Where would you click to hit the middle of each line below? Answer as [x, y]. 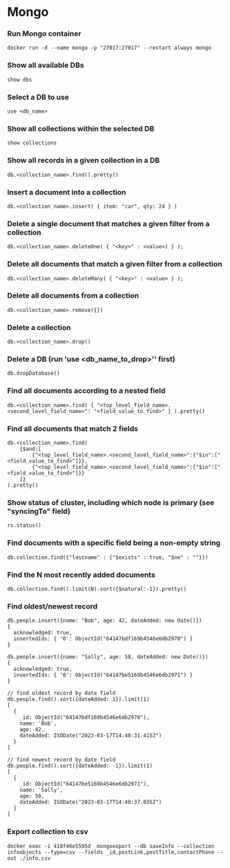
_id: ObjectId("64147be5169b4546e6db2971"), [85, 784]
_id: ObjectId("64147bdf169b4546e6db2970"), [85, 718]
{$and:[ [30, 449]
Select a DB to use [38, 97]
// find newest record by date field [61, 760]
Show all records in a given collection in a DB [84, 160]
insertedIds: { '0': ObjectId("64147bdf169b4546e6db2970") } [103, 639]
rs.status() [24, 526]
